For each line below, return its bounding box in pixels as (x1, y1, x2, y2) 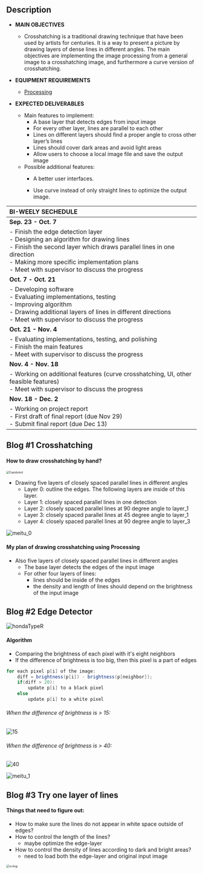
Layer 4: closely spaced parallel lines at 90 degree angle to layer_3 (24, 517, 190, 525)
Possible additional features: (24, 163, 95, 170)
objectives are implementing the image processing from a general (24, 51, 188, 59)
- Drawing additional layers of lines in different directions (9, 307, 171, 316)
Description (6, 5, 51, 15)
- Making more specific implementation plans (9, 257, 139, 266)
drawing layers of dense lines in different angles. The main (24, 45, 170, 53)
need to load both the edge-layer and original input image (24, 852, 168, 859)
